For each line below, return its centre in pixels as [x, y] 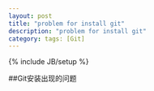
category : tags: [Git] [47, 39]
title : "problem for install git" [67, 24]
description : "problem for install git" [78, 31]
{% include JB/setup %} [49, 62]
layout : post [30, 16]
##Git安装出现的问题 [43, 79]
